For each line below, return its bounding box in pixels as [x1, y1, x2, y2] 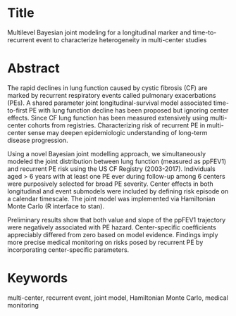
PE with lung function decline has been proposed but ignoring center [29, 106, 229, 114]
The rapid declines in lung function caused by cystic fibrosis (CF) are [7, 83, 208, 92]
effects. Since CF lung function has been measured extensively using [7, 113, 209, 122]
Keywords [7, 270, 68, 286]
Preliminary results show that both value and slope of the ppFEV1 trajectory [7, 215, 226, 224]
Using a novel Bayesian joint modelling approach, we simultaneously [7, 149, 206, 158]
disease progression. [7, 136, 68, 144]
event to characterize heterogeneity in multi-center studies [35, 35, 207, 44]
